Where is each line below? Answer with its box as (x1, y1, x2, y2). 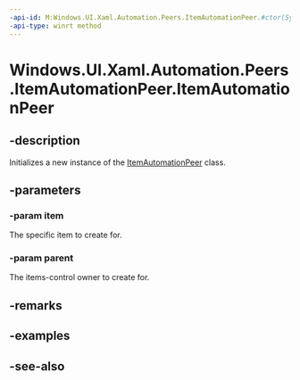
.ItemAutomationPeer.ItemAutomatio (9, 78, 290, 99)
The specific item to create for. (9, 229, 122, 241)
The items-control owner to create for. (9, 272, 150, 283)
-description (9, 133, 80, 148)
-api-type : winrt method (9, 21, 102, 30)
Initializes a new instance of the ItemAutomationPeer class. (9, 157, 226, 168)
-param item (9, 209, 64, 221)
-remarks (9, 298, 62, 313)
